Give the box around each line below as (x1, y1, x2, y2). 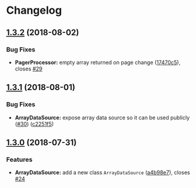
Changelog (6, 4, 62, 17)
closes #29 (14, 65, 43, 72)
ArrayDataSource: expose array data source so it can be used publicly (14, 114, 190, 121)
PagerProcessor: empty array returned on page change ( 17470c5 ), (14, 58, 181, 66)
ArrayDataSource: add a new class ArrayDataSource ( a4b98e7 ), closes (14, 169, 190, 176)
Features (6, 155, 33, 164)
